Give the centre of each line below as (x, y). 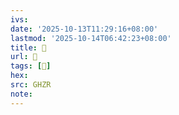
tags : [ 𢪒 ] (31, 66)
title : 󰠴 (28, 47)
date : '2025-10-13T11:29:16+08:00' (84, 29)
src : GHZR (31, 85)
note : (21, 94)
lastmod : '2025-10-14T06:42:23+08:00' (91, 38)
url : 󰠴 (24, 57)
